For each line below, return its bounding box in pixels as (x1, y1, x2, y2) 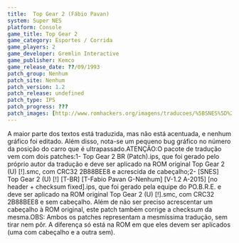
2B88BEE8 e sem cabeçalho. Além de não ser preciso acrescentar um (7, 197, 213, 206)
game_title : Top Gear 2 (7, 30, 78, 38)
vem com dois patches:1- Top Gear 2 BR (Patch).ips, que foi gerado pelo (7, 152, 220, 160)
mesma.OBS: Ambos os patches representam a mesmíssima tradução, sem (7, 212, 228, 221)
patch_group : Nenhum (7, 70, 69, 77)
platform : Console (7, 24, 62, 31)
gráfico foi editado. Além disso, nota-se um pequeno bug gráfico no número (7, 137, 231, 145)
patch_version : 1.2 (7, 83, 65, 91)
